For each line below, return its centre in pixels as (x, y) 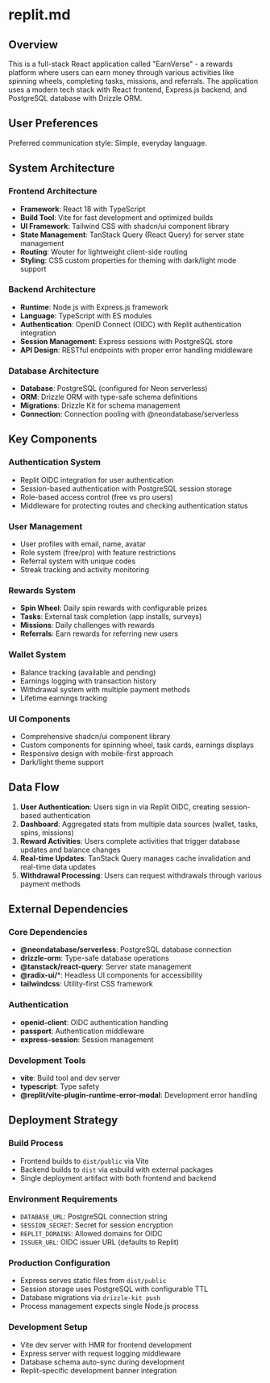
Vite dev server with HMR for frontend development (106, 1344)
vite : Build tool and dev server (70, 1078)
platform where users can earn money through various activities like (121, 73)
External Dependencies (69, 910)
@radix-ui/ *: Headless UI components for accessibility (111, 975)
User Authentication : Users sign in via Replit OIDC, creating (120, 807)
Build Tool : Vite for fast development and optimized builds (116, 217)
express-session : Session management (87, 1039)
